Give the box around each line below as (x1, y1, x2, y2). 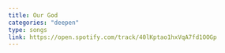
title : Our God (8, 11, 58, 19)
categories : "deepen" (8, 19, 80, 26)
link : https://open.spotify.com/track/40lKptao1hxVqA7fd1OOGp (8, 33, 217, 41)
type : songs (8, 26, 47, 34)
